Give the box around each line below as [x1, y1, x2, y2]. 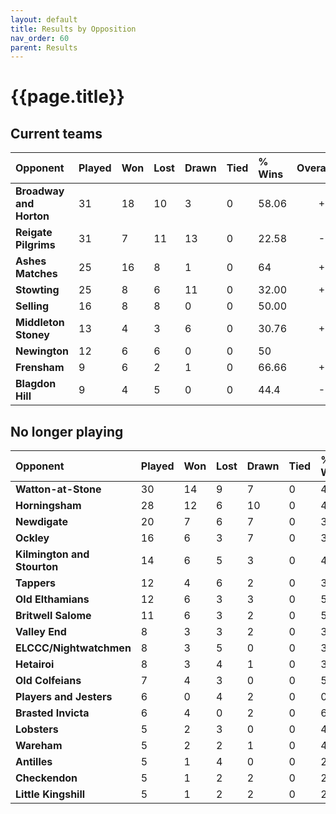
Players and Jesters [15, 690, 113, 704]
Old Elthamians [15, 592, 90, 606]
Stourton [15, 560, 59, 574]
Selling [15, 299, 50, 313]
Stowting [15, 283, 60, 297]
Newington [15, 344, 69, 358]
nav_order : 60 [10, 33, 70, 43]
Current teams [10, 125, 103, 142]
